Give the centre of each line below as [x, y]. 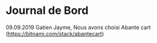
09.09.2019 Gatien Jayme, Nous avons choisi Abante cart [78, 27]
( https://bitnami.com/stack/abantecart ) [55, 33]
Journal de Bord [47, 11]
